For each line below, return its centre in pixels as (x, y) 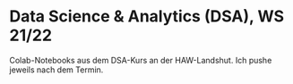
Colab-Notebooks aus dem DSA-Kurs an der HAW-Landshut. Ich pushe (141, 60)
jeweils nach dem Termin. (56, 70)
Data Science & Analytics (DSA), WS (147, 17)
